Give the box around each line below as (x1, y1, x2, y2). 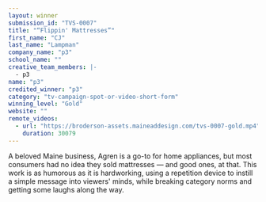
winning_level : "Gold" (8, 100, 83, 108)
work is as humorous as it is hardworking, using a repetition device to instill (8, 168, 253, 177)
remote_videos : (8, 115, 59, 123)
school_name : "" (8, 56, 62, 64)
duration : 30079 (22, 129, 77, 137)
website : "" (8, 108, 47, 116)
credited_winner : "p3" (8, 85, 83, 93)
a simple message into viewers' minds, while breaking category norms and (8, 176, 252, 186)
